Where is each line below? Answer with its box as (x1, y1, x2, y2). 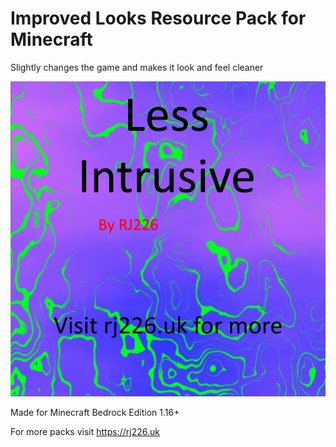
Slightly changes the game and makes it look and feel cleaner (10, 61, 264, 73)
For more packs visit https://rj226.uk (10, 425, 160, 437)
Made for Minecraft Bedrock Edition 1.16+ (10, 406, 180, 418)
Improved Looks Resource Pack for (10, 7, 307, 30)
